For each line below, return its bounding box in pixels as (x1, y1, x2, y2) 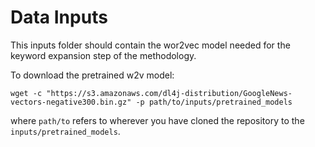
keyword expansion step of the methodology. (10, 49, 197, 61)
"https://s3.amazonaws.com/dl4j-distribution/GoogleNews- (46, 88, 293, 98)
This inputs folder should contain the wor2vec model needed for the (10, 39, 291, 51)
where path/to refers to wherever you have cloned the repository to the (10, 114, 305, 126)
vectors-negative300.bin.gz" (10, 97, 132, 107)
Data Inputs (10, 6, 108, 29)
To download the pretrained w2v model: (10, 69, 175, 81)
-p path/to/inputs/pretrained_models (135, 97, 293, 107)
